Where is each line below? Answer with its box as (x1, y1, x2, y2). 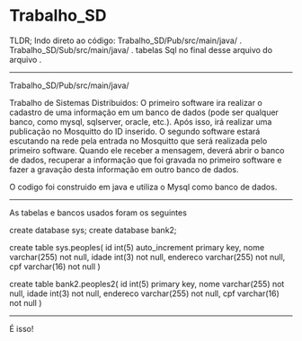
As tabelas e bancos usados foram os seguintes (9, 207, 187, 218)
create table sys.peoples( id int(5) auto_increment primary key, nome (9, 241, 265, 252)
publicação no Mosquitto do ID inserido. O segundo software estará (9, 126, 261, 136)
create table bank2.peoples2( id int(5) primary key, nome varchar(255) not (9, 278, 285, 289)
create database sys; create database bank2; (9, 224, 177, 235)
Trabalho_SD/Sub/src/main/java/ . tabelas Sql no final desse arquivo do (9, 44, 272, 55)
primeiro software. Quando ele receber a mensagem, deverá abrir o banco (9, 144, 285, 155)
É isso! (9, 323, 34, 334)
